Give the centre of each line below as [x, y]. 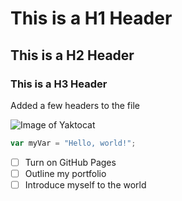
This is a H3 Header [59, 84]
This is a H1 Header [91, 18]
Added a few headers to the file [75, 105]
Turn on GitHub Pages [70, 162]
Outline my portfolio [65, 173]
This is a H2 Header [72, 55]
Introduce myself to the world [85, 184]
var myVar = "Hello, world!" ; [73, 143]
